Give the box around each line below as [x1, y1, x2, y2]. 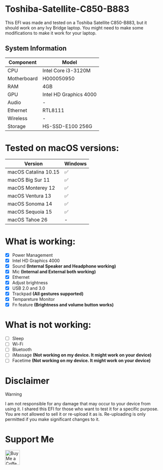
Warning [5, 391, 22, 397]
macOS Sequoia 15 [7, 208, 52, 215]
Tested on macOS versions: [5, 142, 120, 153]
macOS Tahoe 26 [7, 216, 48, 223]
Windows [64, 160, 87, 167]
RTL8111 [42, 107, 64, 114]
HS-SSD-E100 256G [42, 123, 93, 129]
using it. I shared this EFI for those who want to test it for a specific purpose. [5, 406, 159, 412]
